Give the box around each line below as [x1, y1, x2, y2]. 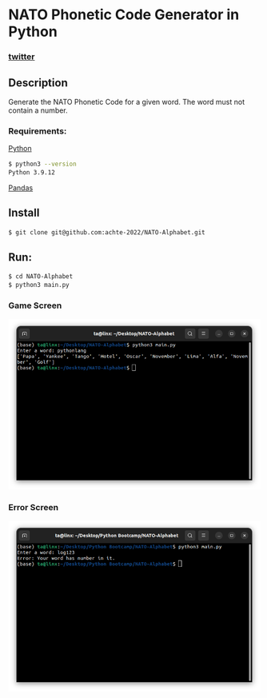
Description [8, 76, 68, 90]
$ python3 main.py [8, 281, 70, 289]
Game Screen [8, 300, 62, 311]
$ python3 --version [8, 160, 78, 169]
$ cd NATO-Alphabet [8, 273, 74, 281]
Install [8, 206, 40, 220]
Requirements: [8, 126, 67, 137]
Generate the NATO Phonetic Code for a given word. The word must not [8, 97, 245, 106]
